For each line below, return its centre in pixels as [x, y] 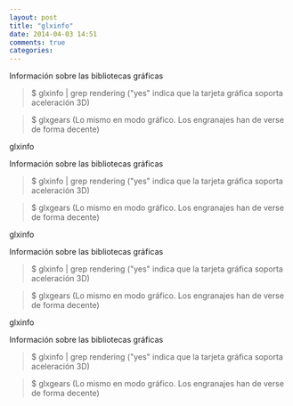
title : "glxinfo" [41, 26]
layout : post [33, 17]
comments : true [37, 42]
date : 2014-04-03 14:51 [53, 34]
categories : [31, 51]
